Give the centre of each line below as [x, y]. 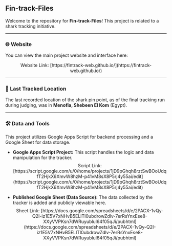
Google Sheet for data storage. [38, 142]
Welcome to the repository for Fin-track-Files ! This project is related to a [82, 20]
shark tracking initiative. [30, 26]
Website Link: [35, 65]
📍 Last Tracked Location [36, 89]
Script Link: [90, 165]
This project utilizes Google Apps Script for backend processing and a [79, 137]
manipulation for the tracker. [42, 158]
